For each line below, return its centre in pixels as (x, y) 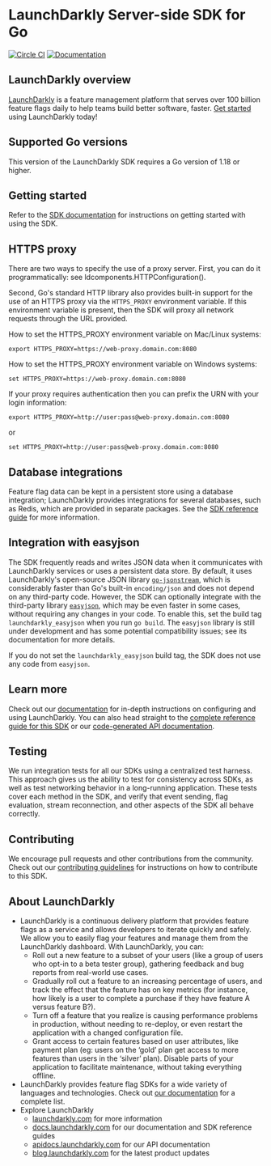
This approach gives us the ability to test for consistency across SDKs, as (131, 779)
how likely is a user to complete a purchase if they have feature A (141, 999)
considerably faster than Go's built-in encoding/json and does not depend (131, 587)
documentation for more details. (62, 639)
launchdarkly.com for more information (97, 1119)
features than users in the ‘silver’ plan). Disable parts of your (133, 1058)
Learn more (38, 689)
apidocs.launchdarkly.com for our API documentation (121, 1145)
